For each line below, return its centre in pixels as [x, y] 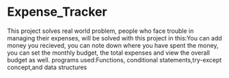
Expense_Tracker [57, 12]
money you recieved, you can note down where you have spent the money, [113, 45]
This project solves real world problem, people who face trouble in [100, 31]
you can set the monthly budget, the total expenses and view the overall [109, 53]
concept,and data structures [47, 67]
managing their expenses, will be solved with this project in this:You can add [114, 38]
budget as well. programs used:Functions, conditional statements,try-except [114, 60]
